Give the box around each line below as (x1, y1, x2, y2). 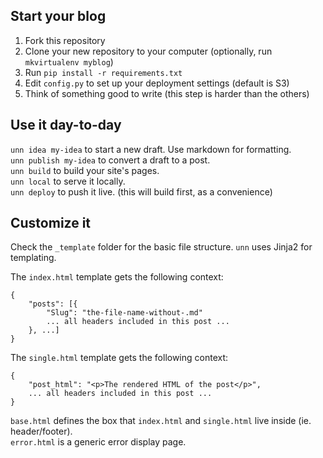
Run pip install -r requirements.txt (24, 66, 183, 78)
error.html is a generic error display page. (10, 436, 187, 448)
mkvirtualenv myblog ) (24, 55, 114, 68)
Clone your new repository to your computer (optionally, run (24, 45, 273, 57)
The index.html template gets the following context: (10, 271, 224, 283)
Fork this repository (24, 34, 106, 46)
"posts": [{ (28, 299, 78, 309)
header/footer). (10, 425, 73, 438)
